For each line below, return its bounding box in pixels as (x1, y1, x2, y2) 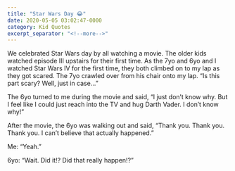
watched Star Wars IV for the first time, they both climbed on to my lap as (7, 64, 220, 72)
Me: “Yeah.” (7, 142, 42, 151)
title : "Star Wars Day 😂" (7, 10, 87, 18)
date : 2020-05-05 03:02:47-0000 (7, 17, 102, 24)
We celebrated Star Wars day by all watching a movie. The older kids (7, 49, 207, 58)
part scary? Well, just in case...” (7, 79, 99, 88)
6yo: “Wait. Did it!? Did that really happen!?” (7, 156, 134, 165)
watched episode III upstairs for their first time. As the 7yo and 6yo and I (7, 57, 217, 65)
